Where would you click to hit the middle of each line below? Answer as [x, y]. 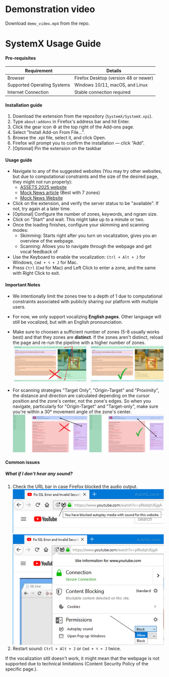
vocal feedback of [39, 252]
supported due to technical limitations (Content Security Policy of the [77, 664]
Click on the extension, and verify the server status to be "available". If [86, 204]
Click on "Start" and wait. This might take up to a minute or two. [78, 220]
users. [19, 307]
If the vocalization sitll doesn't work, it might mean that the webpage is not [82, 658]
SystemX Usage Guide [53, 44]
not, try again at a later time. [42, 209]
